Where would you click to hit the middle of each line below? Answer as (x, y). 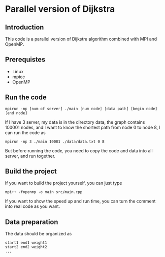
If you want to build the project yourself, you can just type (64, 183)
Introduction (25, 27)
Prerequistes (25, 60)
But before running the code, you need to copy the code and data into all (79, 150)
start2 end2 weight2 (26, 247)
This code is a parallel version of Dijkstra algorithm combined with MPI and (81, 39)
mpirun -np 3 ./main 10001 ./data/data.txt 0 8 (55, 142)
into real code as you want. (33, 206)
